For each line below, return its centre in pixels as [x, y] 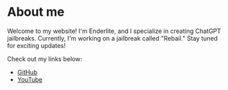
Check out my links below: [45, 58]
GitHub [27, 72]
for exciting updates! [37, 45]
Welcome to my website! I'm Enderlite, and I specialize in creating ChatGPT [114, 31]
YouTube [30, 79]
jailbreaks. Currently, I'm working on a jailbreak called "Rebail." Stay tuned [113, 38]
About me [36, 12]
